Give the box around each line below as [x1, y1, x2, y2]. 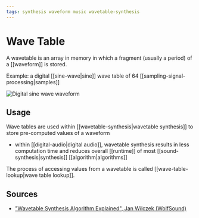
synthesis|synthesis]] [14, 153, 68, 161]
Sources [6, 189, 38, 199]
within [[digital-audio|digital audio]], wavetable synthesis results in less [14, 141, 189, 148]
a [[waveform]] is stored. [6, 60, 67, 67]
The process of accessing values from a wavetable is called [6, 165, 153, 173]
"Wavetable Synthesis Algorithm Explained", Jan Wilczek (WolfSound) [14, 205, 186, 212]
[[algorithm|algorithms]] [69, 153, 128, 161]
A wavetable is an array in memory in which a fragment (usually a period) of [6, 54, 192, 62]
